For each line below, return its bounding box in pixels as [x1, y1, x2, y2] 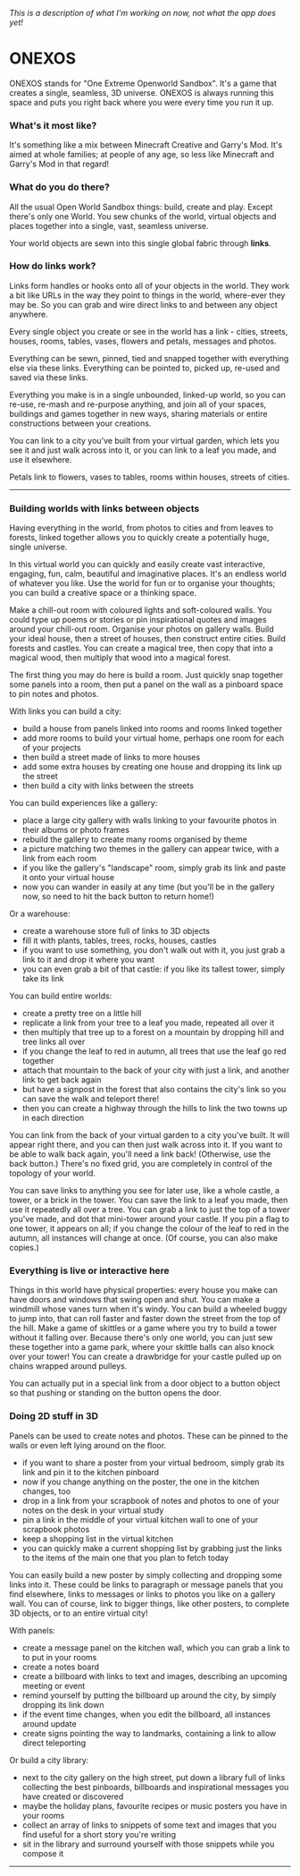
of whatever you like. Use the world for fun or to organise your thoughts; [9, 578, 276, 589]
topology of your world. [9, 1167, 96, 1179]
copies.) [9, 1243, 40, 1253]
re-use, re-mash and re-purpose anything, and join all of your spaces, [9, 398, 267, 410]
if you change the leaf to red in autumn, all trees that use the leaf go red [21, 1046, 287, 1057]
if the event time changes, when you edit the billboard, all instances [21, 1709, 271, 1719]
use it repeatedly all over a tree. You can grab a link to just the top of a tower [9, 1204, 290, 1215]
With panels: [9, 1625, 55, 1635]
